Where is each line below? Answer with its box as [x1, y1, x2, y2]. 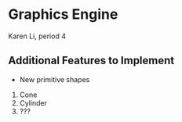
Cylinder [19, 98, 48, 107]
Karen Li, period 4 [8, 31, 67, 41]
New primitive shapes [19, 74, 90, 84]
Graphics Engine [8, 5, 118, 23]
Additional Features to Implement [8, 54, 175, 67]
